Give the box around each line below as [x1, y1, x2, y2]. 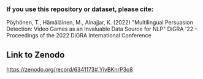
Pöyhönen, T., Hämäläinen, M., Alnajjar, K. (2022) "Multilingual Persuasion [6, 19, 193, 26]
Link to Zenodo [6, 50, 65, 60]
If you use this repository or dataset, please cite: [6, 5, 154, 13]
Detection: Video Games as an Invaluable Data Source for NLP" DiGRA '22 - [6, 25, 197, 32]
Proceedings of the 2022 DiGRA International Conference [6, 32, 151, 39]
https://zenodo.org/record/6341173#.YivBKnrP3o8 [6, 66, 133, 73]
